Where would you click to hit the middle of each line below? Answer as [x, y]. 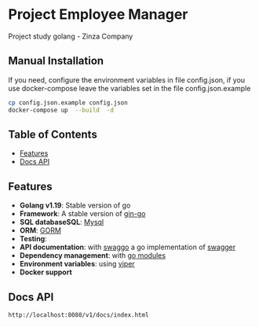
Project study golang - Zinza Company [71, 36]
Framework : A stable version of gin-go [82, 214]
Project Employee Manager [98, 15]
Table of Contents [53, 134]
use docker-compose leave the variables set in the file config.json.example [129, 88]
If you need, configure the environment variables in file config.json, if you [127, 79]
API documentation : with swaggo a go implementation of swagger [128, 247]
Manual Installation [56, 61]
